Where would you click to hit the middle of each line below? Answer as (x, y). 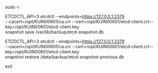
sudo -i (12, 7)
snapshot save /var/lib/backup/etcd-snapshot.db (55, 32)
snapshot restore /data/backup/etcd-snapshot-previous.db (65, 57)
